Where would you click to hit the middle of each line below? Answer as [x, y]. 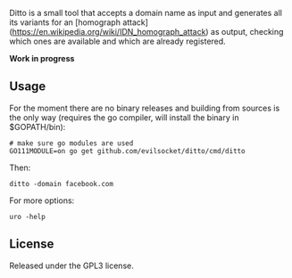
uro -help [28, 217]
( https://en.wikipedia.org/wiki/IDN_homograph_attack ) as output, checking [146, 32]
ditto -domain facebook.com [62, 184]
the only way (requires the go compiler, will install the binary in [124, 117]
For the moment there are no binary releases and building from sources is [145, 108]
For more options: [42, 200]
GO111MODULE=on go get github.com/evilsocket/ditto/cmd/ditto [127, 151]
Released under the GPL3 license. [71, 266]
